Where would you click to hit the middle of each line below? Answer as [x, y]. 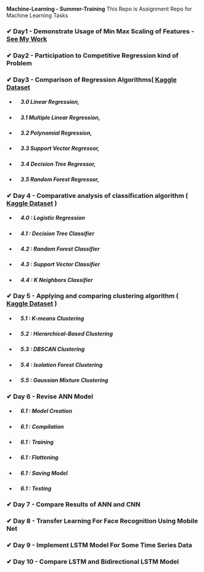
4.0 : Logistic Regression [53, 218]
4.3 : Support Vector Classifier [60, 264]
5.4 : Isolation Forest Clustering [62, 364]
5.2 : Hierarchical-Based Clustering [67, 334]
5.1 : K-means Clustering [52, 318]
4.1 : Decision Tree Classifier [58, 233]
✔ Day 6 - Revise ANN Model [50, 396]
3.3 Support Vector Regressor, [60, 148]
